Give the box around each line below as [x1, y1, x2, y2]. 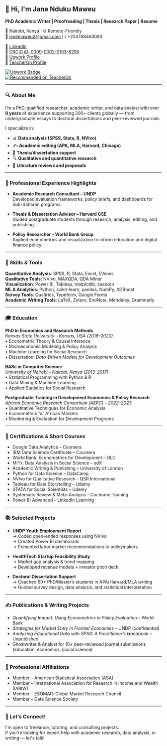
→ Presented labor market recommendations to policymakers [12, 544, 138, 550]
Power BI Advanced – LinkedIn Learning [12, 497, 94, 503]
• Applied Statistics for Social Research [5, 385, 86, 391]
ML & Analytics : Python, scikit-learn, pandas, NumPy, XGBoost [5, 286, 135, 292]
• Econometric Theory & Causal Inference [5, 338, 91, 344]
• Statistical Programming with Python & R [5, 374, 91, 380]
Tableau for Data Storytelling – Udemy [12, 481, 90, 487]
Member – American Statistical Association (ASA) [12, 675, 114, 681]
